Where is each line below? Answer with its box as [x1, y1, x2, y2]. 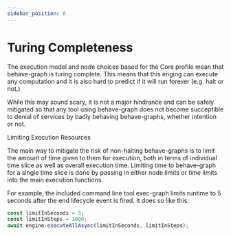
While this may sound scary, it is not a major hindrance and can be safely [7, 98, 214, 106]
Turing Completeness [7, 39, 133, 55]
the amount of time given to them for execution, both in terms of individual [7, 153, 218, 162]
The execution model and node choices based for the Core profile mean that [7, 63, 224, 71]
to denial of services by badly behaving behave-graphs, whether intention [7, 112, 217, 120]
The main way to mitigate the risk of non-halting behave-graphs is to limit [7, 146, 215, 155]
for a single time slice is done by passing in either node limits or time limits [7, 168, 218, 176]
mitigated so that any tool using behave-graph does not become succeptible [7, 105, 224, 114]
